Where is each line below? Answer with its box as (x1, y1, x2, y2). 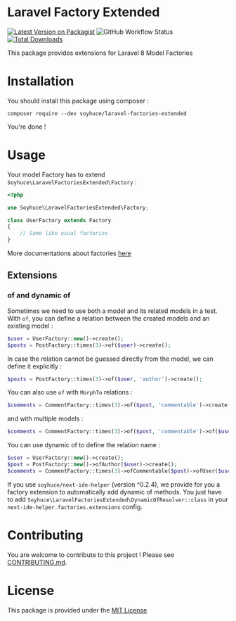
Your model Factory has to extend (7, 170, 105, 179)
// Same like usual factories (20, 230, 109, 237)
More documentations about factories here (7, 249, 131, 257)
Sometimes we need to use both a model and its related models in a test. (7, 307, 218, 315)
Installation (7, 73, 74, 89)
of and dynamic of (7, 290, 71, 300)
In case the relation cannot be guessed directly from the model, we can (7, 354, 214, 363)
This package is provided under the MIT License (7, 606, 147, 614)
